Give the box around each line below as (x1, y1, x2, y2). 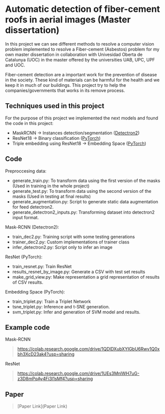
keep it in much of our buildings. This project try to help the (5, 82, 126, 88)
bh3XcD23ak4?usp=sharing (17, 351, 75, 357)
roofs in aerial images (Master (5, 14, 131, 25)
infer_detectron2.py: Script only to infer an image (12, 244, 113, 250)
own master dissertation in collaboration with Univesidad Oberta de (5, 51, 143, 58)
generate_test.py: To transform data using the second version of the (12, 188, 152, 194)
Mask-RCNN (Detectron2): (5, 224, 59, 230)
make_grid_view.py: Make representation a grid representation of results (12, 274, 160, 280)
